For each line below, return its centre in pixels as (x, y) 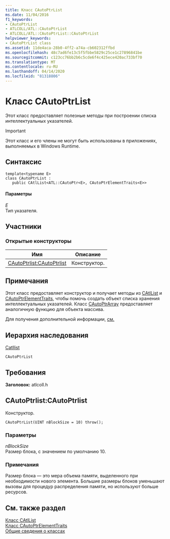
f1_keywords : (19, 19)
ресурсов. (17, 492)
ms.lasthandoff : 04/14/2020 (35, 72)
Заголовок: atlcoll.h (27, 384)
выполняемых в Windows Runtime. (43, 146)
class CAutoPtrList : (28, 178)
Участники (23, 227)
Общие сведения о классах (35, 531)
